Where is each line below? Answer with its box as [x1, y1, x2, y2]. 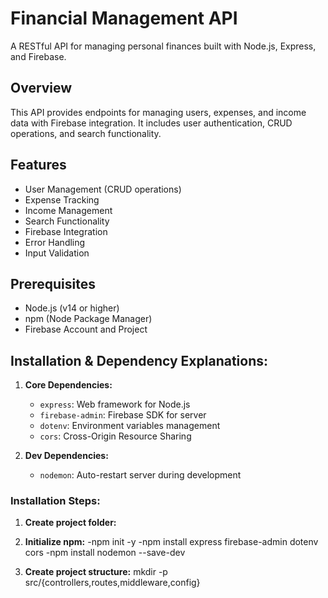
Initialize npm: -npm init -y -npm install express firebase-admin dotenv [24, 536, 319, 548]
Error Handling [24, 236, 86, 248]
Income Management [24, 204, 113, 216]
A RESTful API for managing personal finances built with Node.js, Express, [10, 40, 317, 52]
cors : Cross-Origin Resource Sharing [39, 430, 192, 442]
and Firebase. [10, 50, 67, 62]
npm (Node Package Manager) [24, 313, 153, 325]
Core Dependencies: [24, 379, 113, 391]
